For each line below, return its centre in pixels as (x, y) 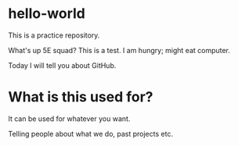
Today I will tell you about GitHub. (62, 65)
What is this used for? (81, 97)
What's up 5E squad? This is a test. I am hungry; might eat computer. (119, 50)
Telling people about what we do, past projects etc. (91, 134)
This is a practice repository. (54, 35)
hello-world (47, 14)
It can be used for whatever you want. (69, 119)
